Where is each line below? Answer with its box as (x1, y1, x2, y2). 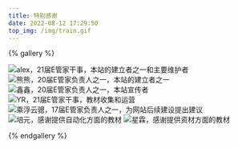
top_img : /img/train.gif (8, 26, 91, 34)
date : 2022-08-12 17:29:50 (8, 19, 99, 27)
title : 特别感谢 (8, 11, 58, 20)
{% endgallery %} (8, 131, 68, 141)
